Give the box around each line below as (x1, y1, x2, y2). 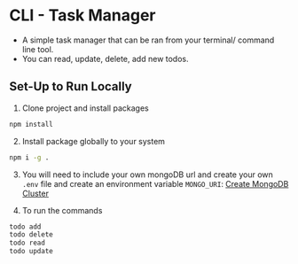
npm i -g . (9, 152, 50, 162)
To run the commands (21, 205, 103, 215)
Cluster (21, 188, 49, 198)
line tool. (21, 43, 54, 54)
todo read (9, 238, 46, 248)
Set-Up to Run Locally (9, 79, 133, 94)
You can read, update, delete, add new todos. (21, 53, 189, 64)
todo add (9, 222, 42, 231)
